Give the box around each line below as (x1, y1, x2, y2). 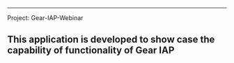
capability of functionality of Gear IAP (7, 44, 175, 56)
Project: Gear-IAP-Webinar (7, 14, 84, 21)
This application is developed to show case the (7, 34, 215, 46)
